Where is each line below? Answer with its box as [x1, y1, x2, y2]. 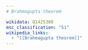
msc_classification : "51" [6, 24, 69, 30]
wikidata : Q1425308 [6, 19, 54, 25]
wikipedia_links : [6, 30, 49, 35]
